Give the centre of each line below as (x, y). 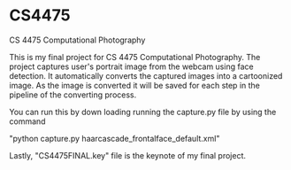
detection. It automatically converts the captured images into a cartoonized (146, 75)
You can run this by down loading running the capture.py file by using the (143, 112)
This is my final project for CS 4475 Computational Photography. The (135, 57)
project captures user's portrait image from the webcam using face (131, 66)
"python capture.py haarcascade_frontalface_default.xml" (115, 138)
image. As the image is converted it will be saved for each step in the (135, 85)
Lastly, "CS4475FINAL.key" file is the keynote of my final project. (127, 155)
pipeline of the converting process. (73, 95)
